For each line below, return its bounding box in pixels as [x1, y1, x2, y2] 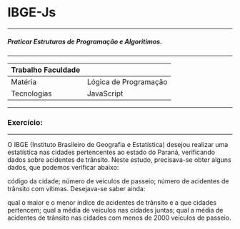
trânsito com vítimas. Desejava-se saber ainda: [7, 185, 146, 193]
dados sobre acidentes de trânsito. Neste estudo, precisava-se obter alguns [7, 156, 231, 164]
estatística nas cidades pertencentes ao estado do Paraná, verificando [7, 148, 216, 157]
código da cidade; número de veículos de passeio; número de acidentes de [7, 177, 229, 185]
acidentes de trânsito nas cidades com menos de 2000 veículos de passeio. [7, 213, 231, 222]
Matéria [11, 76, 37, 86]
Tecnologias [11, 88, 52, 98]
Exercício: [7, 117, 43, 127]
